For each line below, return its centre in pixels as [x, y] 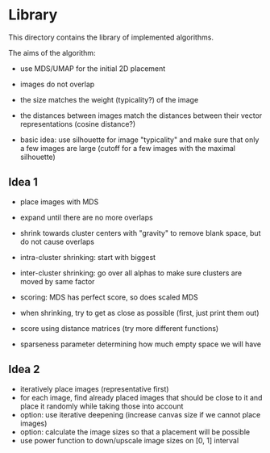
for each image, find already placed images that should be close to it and [141, 397]
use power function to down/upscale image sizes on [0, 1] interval [129, 440]
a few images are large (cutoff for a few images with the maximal [128, 148]
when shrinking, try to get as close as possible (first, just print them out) [139, 312]
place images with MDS [59, 201]
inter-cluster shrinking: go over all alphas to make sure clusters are [131, 273]
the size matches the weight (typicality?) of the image [109, 99]
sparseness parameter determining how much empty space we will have [141, 344]
